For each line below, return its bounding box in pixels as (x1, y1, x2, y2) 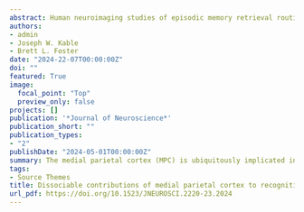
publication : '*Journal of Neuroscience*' (9, 114, 172, 123)
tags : (9, 164, 30, 173)
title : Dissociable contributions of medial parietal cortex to (9, 181, 257, 190)
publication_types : (9, 131, 83, 140)
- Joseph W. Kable (9, 38, 79, 48)
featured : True (9, 72, 67, 81)
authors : (9, 22, 43, 31)
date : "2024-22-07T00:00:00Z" (9, 55, 124, 64)
